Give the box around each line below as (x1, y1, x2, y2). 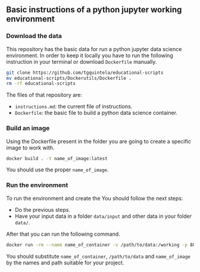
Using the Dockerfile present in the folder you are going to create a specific (6, 137, 192, 145)
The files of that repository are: (6, 92, 82, 99)
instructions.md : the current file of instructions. (14, 103, 133, 110)
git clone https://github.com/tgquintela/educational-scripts (6, 70, 164, 76)
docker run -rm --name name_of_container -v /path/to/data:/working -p (6, 242, 187, 248)
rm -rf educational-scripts (6, 80, 76, 87)
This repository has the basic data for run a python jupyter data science (6, 45, 182, 52)
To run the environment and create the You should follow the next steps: (6, 195, 183, 202)
